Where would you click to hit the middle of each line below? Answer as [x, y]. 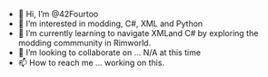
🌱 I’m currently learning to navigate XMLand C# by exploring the [138, 33]
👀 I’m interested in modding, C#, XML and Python [110, 24]
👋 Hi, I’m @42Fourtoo [58, 14]
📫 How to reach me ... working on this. [91, 63]
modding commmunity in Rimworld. [84, 43]
